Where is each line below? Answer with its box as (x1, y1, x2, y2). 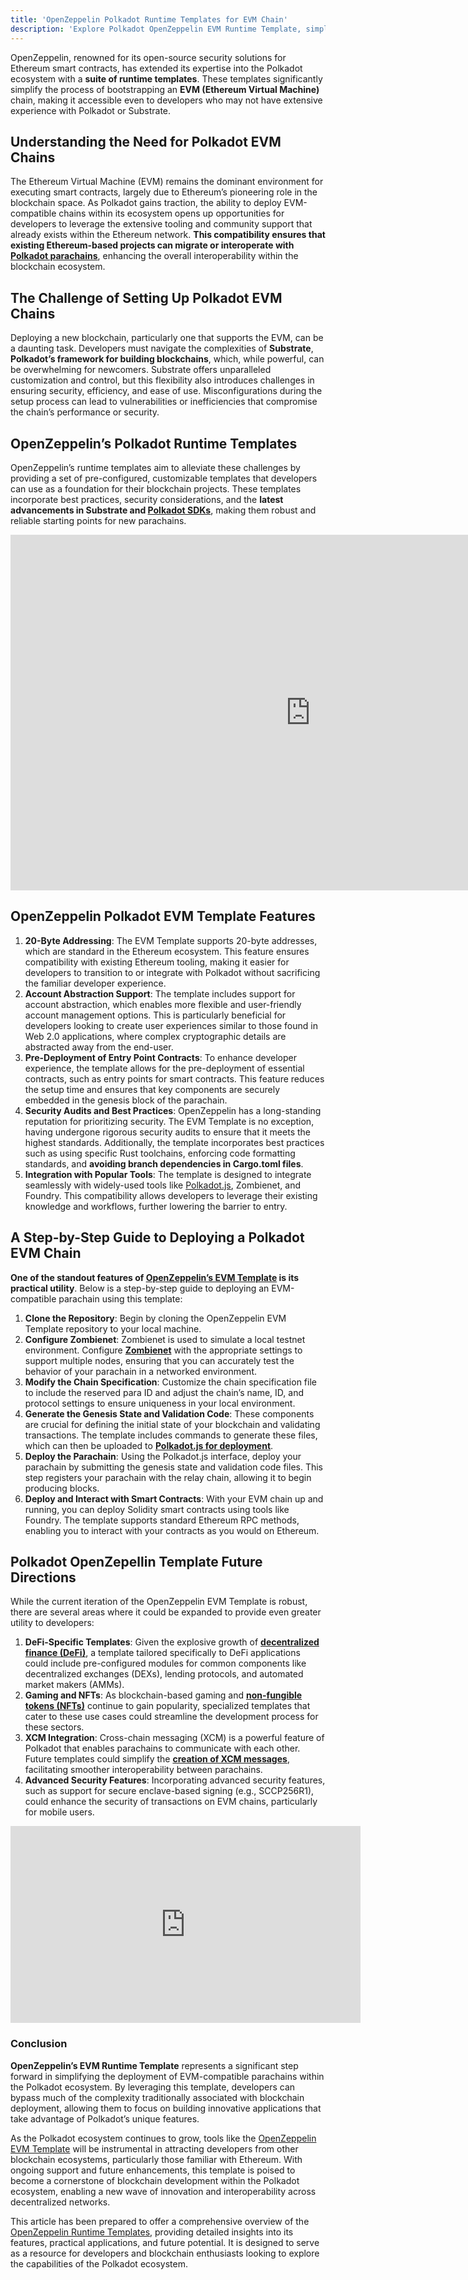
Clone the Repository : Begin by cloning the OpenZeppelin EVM (24, 1312, 287, 1324)
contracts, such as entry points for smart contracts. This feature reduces (24, 1072, 325, 1085)
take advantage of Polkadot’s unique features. (10, 2112, 200, 2125)
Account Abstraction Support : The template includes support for (24, 987, 296, 1000)
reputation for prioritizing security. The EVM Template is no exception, (24, 1115, 315, 1127)
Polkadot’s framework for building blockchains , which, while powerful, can (10, 353, 325, 365)
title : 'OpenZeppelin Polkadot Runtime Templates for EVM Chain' (10, 14, 288, 25)
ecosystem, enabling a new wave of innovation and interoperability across (10, 2185, 317, 2197)
